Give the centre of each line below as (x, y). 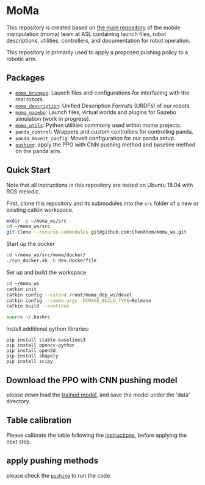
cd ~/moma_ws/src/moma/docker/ (46, 255)
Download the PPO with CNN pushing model (92, 380)
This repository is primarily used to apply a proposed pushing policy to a (97, 52)
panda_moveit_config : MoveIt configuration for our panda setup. (95, 138)
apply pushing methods (52, 461)
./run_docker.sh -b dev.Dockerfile (52, 261)
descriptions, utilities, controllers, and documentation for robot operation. (99, 40)
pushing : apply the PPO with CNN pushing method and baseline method (105, 145)
